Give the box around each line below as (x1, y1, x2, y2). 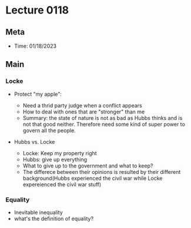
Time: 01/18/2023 (14, 42, 57, 49)
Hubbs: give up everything (22, 156, 88, 163)
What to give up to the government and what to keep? (22, 162, 153, 169)
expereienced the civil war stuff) (22, 180, 102, 188)
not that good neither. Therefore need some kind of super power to (22, 120, 186, 128)
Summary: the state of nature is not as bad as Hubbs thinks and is (22, 114, 183, 121)
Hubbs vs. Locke (14, 138, 55, 145)
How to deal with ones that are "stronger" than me (22, 108, 145, 115)
